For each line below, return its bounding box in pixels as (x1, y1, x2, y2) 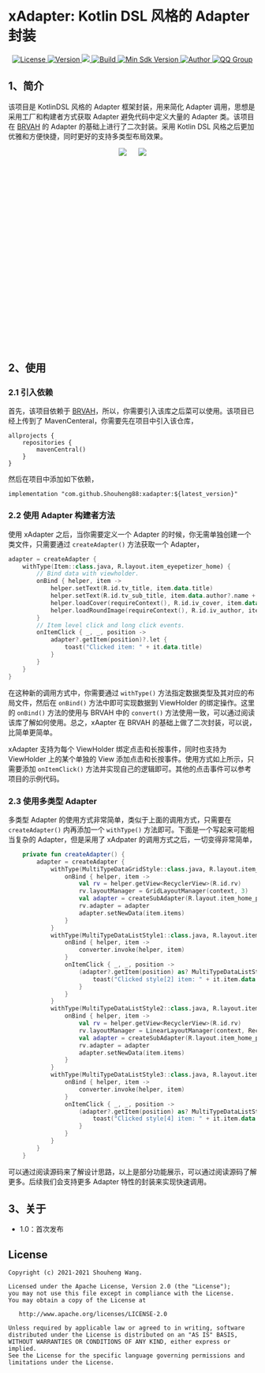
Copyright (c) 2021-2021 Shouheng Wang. (8, 1269, 144, 1277)
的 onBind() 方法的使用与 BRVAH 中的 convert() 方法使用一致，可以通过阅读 (8, 708, 256, 717)
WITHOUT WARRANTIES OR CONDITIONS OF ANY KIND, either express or (8, 1338, 231, 1346)
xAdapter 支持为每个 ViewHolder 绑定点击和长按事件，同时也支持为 (8, 744, 227, 754)
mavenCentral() (36, 446, 87, 454)
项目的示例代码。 (8, 773, 64, 783)
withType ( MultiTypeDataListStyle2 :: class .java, (50, 1005, 211, 1013)
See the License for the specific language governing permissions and (8, 1352, 245, 1360)
